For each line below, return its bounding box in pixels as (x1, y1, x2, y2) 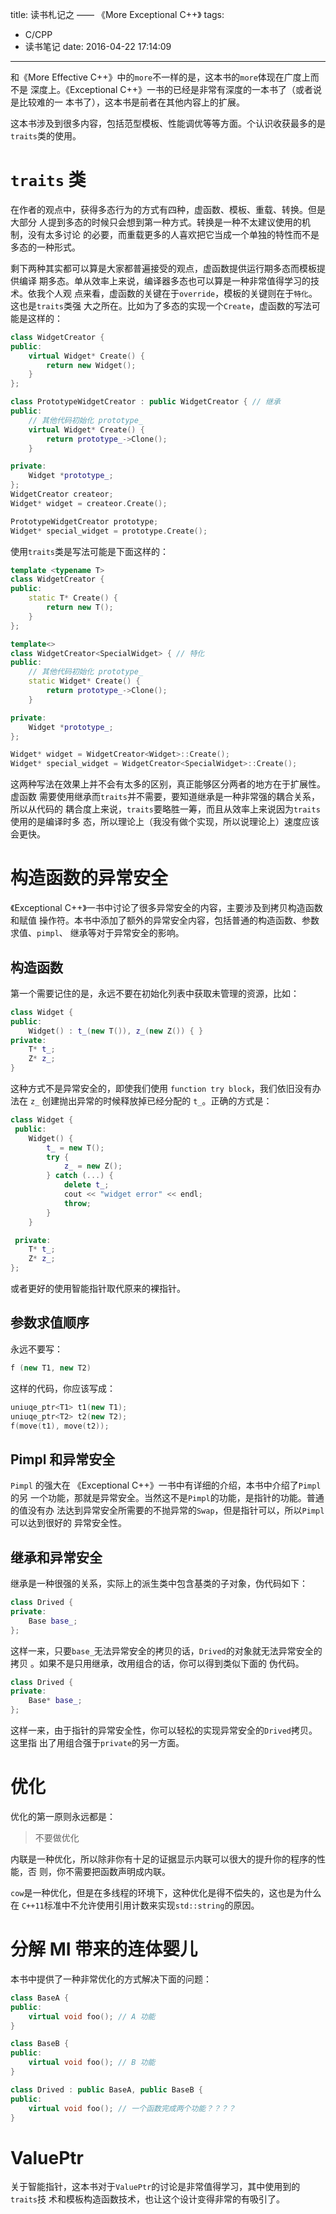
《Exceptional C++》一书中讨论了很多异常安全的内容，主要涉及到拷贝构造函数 (10, 902, 323, 914)
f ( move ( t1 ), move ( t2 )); (10, 1421, 110, 1431)
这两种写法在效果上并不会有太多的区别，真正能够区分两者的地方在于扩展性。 (10, 778, 326, 790)
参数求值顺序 (10, 1314, 90, 1332)
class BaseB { (10, 2039, 70, 2049)
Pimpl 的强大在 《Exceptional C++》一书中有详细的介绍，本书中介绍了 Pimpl (10, 1479, 322, 1492)
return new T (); (46, 603, 114, 613)
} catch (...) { (46, 1171, 114, 1181)
